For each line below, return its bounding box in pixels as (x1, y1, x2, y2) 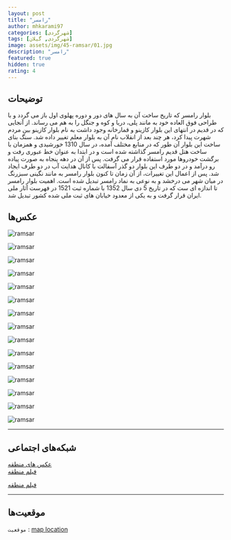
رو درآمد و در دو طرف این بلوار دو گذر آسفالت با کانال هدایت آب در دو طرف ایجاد (8, 162, 215, 170)
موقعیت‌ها (8, 507, 45, 519)
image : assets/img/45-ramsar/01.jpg (8, 42, 112, 49)
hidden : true (8, 61, 45, 68)
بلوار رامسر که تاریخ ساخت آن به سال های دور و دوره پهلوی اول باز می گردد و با (8, 111, 211, 119)
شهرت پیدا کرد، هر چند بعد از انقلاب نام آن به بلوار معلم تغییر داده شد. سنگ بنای (8, 133, 211, 141)
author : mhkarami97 (8, 23, 64, 30)
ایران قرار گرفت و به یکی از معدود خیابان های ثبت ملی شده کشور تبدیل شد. (8, 191, 202, 200)
